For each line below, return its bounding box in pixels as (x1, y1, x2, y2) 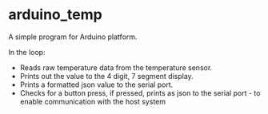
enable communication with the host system (19, 96, 166, 106)
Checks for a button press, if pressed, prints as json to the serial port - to (19, 88, 261, 97)
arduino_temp (8, 6, 102, 24)
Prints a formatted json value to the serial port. (19, 80, 174, 89)
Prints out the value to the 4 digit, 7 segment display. (19, 71, 194, 81)
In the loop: (8, 47, 46, 57)
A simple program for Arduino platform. (8, 32, 138, 41)
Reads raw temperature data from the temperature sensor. (19, 62, 213, 73)
